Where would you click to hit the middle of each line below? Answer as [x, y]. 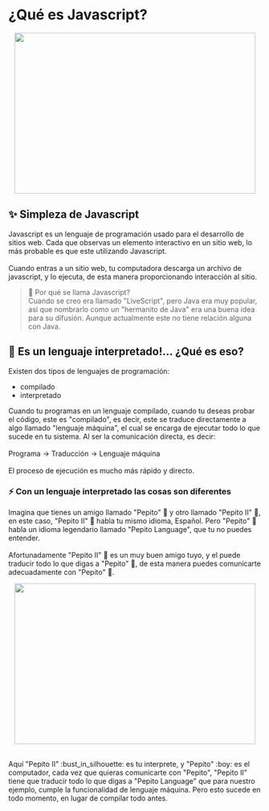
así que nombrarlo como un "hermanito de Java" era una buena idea [141, 309]
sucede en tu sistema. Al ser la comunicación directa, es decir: [112, 436]
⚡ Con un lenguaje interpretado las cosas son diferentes [120, 492]
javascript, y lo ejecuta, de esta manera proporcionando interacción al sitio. [133, 276]
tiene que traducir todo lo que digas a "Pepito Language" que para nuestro [132, 780]
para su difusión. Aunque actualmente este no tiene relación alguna [140, 317]
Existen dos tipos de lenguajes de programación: [89, 371]
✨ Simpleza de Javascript [73, 215]
